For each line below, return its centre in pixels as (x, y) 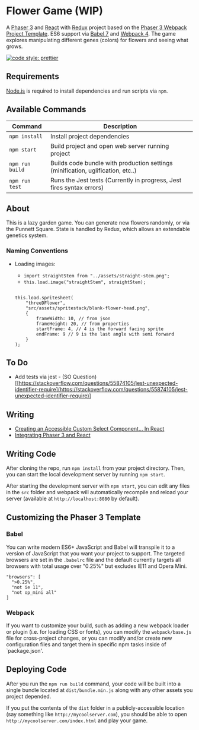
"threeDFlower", (46, 303)
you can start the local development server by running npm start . (86, 475)
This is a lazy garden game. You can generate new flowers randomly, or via (98, 223)
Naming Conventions (37, 251)
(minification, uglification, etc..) (94, 170)
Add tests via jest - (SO (43, 377)
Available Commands (46, 110)
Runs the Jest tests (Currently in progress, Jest (116, 180)
